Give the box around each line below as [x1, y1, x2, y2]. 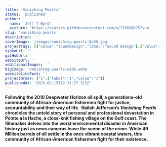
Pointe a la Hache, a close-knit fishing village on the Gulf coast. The [5, 115, 147, 121]
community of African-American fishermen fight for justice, [5, 99, 131, 105]
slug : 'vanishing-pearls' [5, 30, 58, 35]
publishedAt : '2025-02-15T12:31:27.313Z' [5, 80, 92, 85]
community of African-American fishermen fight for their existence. [5, 136, 148, 142]
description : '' [5, 35, 39, 40]
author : [5, 16, 21, 21]
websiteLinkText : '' [5, 72, 48, 76]
